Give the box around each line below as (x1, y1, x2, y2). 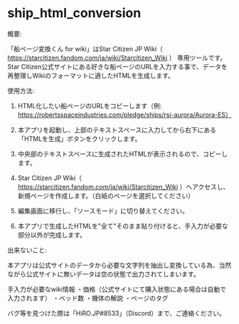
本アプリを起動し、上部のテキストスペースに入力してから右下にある (17, 125, 217, 134)
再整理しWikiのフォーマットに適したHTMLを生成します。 (7, 71, 174, 80)
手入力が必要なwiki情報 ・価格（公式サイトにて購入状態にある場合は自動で (7, 285, 226, 293)
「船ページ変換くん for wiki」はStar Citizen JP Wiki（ (7, 44, 164, 53)
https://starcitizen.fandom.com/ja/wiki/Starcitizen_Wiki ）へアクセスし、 (17, 182, 230, 191)
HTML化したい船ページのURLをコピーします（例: (17, 101, 162, 110)
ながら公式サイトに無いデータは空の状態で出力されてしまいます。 (7, 269, 201, 278)
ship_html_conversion (7, 5, 142, 21)
